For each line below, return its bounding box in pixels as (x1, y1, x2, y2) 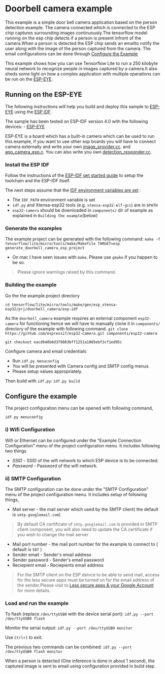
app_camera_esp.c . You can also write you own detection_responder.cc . (5, 149, 152, 155)
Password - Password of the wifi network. (12, 463, 98, 469)
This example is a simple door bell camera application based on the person (5, 19, 158, 25)
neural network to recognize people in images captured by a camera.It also (5, 65, 158, 72)
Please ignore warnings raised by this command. (17, 269, 117, 275)
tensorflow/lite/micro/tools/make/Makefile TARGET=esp (5, 241, 120, 246)
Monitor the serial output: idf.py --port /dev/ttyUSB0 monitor (5, 625, 133, 631)
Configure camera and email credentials (5, 348, 87, 354)
